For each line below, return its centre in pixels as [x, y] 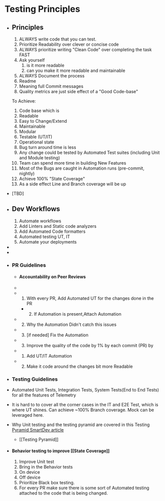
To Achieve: [24, 101]
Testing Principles [42, 9]
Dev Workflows [36, 209]
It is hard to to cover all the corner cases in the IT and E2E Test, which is [85, 405]
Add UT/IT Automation [49, 356]
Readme [28, 81]
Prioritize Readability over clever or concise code [69, 44]
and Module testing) [39, 158]
